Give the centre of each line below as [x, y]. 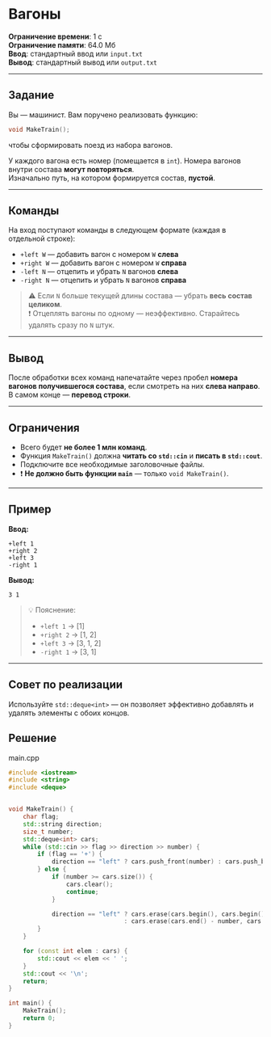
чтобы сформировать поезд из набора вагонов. [91, 145]
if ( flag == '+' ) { [70, 854]
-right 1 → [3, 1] [68, 651]
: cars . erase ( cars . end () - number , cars [193, 921]
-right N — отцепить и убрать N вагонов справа [103, 280]
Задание [31, 95]
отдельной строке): [42, 238]
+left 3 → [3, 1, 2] [71, 643]
